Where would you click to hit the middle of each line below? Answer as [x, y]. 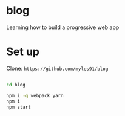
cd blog [16, 85]
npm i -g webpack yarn [35, 95]
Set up [23, 52]
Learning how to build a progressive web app [63, 27]
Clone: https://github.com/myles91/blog [57, 68]
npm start [19, 107]
